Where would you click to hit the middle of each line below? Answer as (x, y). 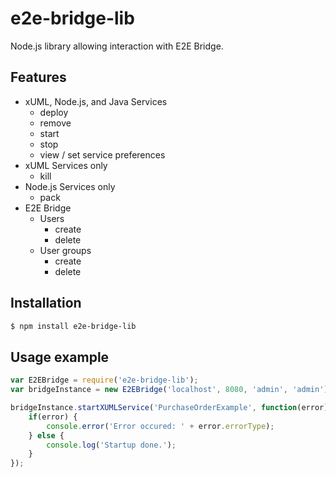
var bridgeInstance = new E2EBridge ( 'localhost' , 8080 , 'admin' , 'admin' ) (169, 390)
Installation (46, 303)
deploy (54, 112)
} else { (46, 435)
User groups (65, 250)
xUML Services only (66, 165)
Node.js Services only (70, 186)
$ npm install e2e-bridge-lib (73, 326)
